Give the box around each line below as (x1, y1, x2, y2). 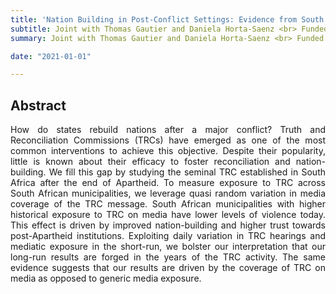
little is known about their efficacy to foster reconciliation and (10, 156, 291, 168)
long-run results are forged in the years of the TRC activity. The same (10, 251, 326, 263)
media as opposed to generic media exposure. (10, 272, 202, 285)
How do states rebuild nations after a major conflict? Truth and (10, 124, 326, 136)
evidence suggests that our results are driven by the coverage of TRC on (10, 262, 326, 274)
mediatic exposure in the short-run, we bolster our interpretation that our (10, 241, 326, 253)
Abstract (10, 97, 67, 114)
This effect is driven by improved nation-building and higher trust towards (10, 219, 326, 231)
